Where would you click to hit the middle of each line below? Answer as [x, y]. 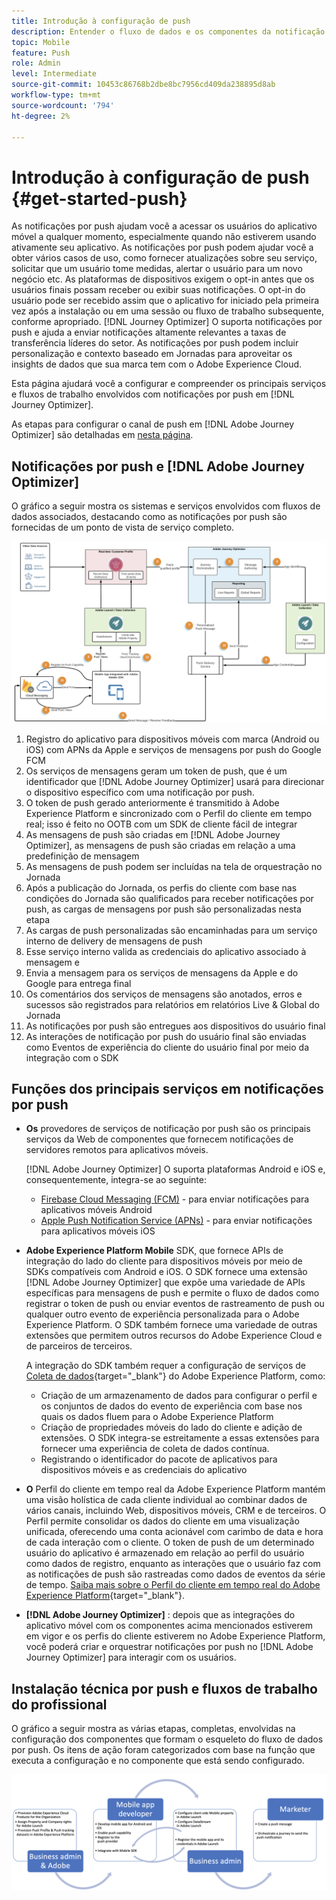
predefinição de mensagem [82, 856]
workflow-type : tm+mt [56, 95]
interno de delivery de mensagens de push [114, 941]
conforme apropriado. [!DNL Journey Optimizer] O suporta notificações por [167, 322]
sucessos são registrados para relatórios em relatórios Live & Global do [172, 1004]
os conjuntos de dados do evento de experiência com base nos [171, 1406]
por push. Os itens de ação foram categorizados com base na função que [163, 1750]
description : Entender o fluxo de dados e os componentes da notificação [168, 31]
